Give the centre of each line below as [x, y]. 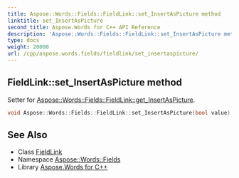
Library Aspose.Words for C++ [63, 167]
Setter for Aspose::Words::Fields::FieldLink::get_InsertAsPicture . [101, 100]
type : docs [23, 41]
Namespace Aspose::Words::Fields [69, 159]
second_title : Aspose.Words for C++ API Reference [84, 27]
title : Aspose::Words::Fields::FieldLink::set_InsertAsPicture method [114, 14]
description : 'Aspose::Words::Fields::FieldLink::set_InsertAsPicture [114, 34]
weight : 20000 [28, 47]
